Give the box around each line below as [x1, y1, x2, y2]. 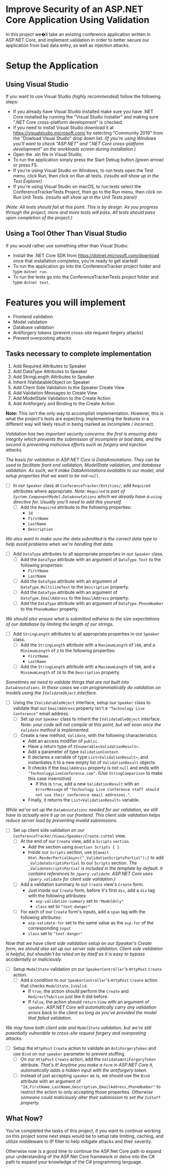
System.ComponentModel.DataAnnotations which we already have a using [13, 493, 162, 500]
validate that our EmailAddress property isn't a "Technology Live [13, 705, 145, 711]
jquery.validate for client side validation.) [28, 876, 116, 882]
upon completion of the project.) [6, 214, 73, 220]
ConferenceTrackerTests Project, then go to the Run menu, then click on [13, 189, 162, 195]
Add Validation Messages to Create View [13, 390, 97, 396]
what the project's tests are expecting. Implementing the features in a [6, 415, 149, 421]
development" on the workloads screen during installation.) [13, 146, 136, 152]
